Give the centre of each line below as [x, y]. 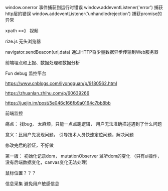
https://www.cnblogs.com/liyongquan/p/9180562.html [61, 83]
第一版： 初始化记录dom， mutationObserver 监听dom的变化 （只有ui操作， [83, 156]
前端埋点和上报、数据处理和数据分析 [43, 63]
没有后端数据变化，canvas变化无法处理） [48, 162]
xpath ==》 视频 [22, 31]
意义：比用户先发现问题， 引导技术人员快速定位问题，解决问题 [69, 134]
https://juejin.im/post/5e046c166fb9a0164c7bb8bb [58, 103]
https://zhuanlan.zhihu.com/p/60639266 [47, 93]
